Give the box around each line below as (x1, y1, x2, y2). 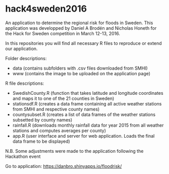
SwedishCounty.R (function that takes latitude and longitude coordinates (12, 90, 163, 96)
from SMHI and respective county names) (12, 106, 100, 112)
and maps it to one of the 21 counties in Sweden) (12, 95, 115, 101)
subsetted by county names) (12, 117, 73, 123)
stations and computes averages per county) (12, 127, 106, 134)
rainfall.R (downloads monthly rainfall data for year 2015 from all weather (12, 122, 164, 128)
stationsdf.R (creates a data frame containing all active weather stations (12, 100, 162, 106)
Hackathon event (5, 153, 41, 159)
